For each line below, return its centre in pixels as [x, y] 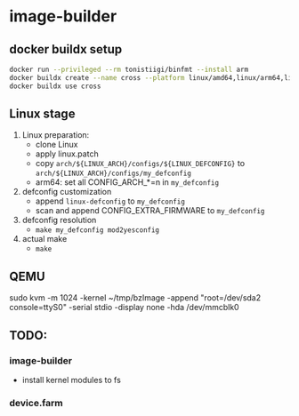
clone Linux [57, 145]
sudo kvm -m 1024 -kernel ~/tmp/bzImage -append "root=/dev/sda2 [135, 298]
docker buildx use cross [55, 86]
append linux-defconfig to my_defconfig [110, 201]
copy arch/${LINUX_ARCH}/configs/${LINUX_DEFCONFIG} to [140, 164]
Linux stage [42, 114]
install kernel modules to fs [72, 380]
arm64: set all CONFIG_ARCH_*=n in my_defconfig [127, 182]
